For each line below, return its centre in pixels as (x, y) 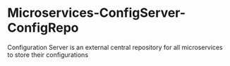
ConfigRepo (43, 28)
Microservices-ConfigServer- (96, 13)
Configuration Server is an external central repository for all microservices (115, 47)
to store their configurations (48, 55)
